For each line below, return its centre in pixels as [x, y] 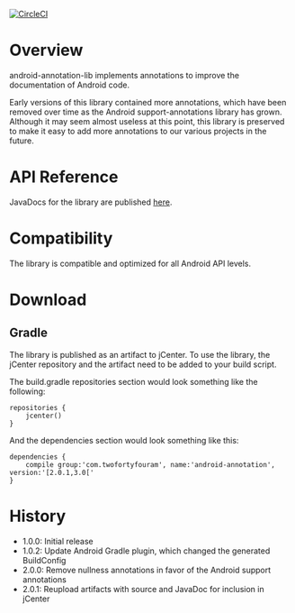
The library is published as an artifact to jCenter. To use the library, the [140, 354]
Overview [46, 50]
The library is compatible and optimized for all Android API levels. [130, 263]
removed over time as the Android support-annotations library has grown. [146, 112]
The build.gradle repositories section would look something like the [134, 381]
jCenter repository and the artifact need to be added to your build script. [143, 364]
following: [27, 391]
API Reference [64, 177]
